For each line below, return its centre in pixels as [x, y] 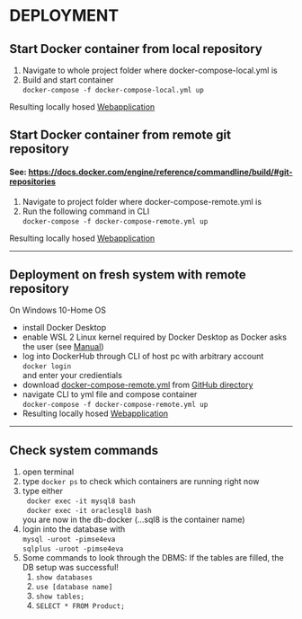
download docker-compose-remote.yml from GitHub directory [138, 385]
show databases [64, 578]
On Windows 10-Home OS [58, 310]
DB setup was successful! [71, 568]
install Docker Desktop [64, 328]
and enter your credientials [72, 376]
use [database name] [74, 588]
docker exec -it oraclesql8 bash [89, 511]
